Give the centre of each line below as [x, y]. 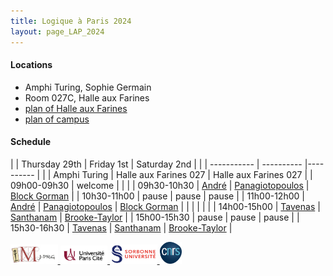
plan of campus [57, 119]
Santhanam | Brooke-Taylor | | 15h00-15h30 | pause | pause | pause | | [155, 217]
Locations [31, 65]
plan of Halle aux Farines [76, 108]
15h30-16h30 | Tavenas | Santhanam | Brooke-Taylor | [121, 227]
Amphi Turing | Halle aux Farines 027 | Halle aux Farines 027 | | [183, 174]
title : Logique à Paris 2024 [71, 21]
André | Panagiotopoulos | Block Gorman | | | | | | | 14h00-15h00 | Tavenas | [165, 206]
